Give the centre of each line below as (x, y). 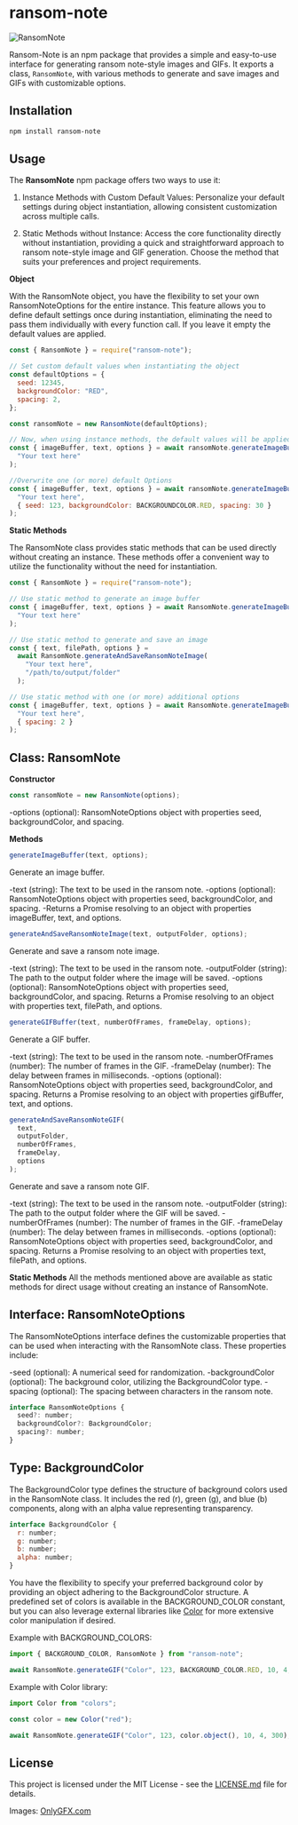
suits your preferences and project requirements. (111, 262)
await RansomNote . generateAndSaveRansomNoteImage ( (113, 656)
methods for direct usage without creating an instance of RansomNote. (139, 1287)
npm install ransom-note (55, 131)
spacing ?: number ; (51, 1432)
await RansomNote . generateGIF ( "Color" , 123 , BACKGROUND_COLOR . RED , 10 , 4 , (150, 1670)
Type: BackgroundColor (77, 1468)
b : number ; (37, 1549)
